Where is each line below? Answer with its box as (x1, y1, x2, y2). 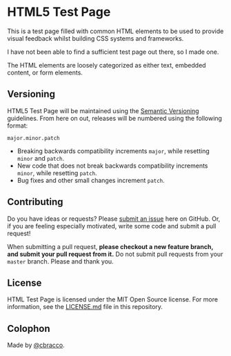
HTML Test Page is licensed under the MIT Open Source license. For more (7, 295, 219, 304)
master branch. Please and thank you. (7, 257, 114, 266)
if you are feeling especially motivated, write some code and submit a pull (7, 221, 217, 230)
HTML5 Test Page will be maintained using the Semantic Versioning (7, 106, 199, 115)
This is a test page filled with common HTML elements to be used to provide (7, 27, 224, 35)
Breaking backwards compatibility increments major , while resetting (17, 146, 210, 155)
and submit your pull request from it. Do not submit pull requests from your (7, 250, 223, 258)
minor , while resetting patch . (17, 168, 98, 177)
